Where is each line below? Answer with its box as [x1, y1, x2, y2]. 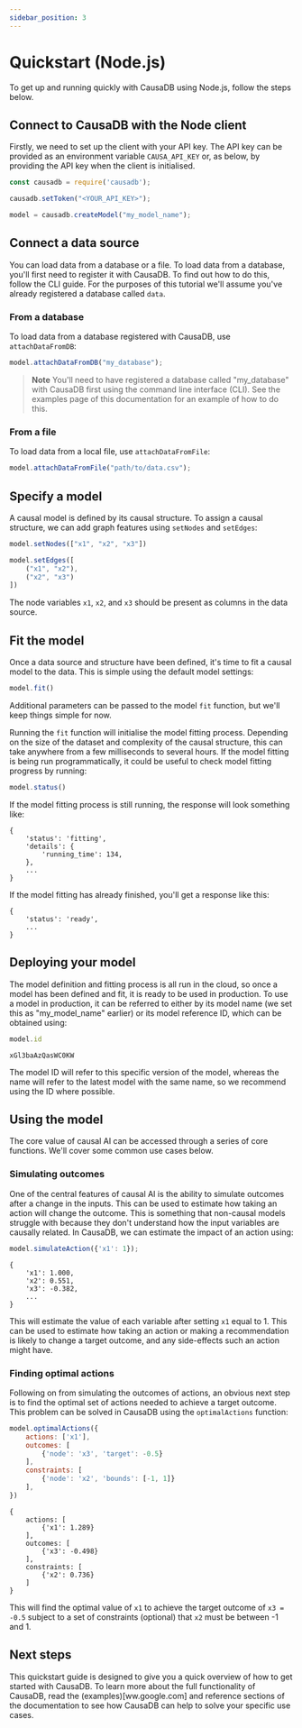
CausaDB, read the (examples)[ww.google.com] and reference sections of [9, 1690, 286, 1701]
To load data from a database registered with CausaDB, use [9, 331, 232, 343]
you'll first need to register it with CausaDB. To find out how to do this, [9, 269, 270, 279]
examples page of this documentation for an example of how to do [31, 393, 279, 404]
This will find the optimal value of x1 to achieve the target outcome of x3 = [9, 1602, 285, 1613]
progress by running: [9, 765, 87, 776]
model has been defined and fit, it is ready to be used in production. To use [9, 988, 288, 999]
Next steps [9, 1647, 72, 1663]
